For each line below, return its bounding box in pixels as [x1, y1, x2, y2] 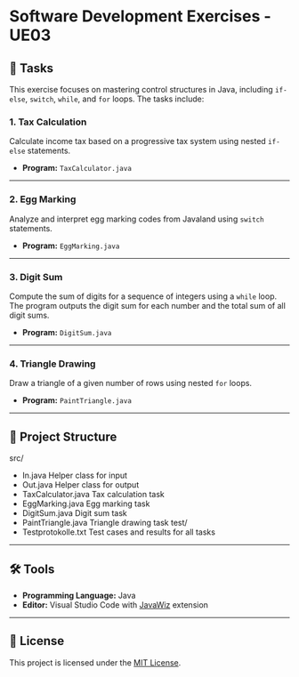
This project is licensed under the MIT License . [9, 657, 182, 668]
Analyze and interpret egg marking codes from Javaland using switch [9, 214, 264, 224]
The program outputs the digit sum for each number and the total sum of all [9, 300, 287, 310]
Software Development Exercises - [9, 6, 271, 27]
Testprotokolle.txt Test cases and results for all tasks [21, 527, 216, 537]
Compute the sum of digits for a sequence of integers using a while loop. [9, 291, 278, 302]
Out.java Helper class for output [21, 480, 140, 490]
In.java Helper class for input [21, 470, 127, 480]
